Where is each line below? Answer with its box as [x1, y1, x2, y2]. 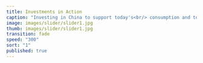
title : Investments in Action [6, 8, 83, 15]
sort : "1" [6, 43, 31, 49]
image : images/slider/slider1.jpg [6, 20, 94, 26]
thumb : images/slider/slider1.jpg [6, 25, 94, 32]
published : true [6, 48, 47, 54]
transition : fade [6, 31, 50, 37]
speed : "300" [6, 37, 39, 43]
